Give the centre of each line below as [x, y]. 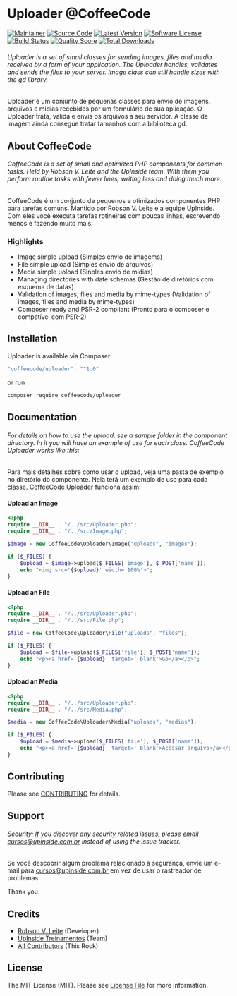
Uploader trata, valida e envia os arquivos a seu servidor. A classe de [108, 116]
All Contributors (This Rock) [58, 946]
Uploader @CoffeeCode [79, 14]
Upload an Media [33, 681]
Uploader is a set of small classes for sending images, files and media [110, 57]
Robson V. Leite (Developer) [58, 931]
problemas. [24, 878]
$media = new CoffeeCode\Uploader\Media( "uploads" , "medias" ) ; [102, 722]
